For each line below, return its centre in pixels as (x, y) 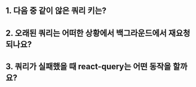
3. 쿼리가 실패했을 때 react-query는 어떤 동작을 (88, 67)
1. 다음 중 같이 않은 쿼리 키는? (56, 11)
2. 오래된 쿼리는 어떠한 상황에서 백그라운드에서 (86, 33)
